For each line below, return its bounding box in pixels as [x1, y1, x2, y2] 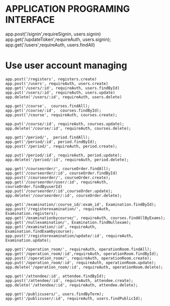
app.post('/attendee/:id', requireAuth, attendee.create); [5, 278, 134, 283]
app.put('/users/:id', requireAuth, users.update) [5, 90, 115, 95]
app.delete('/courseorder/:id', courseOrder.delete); [5, 193, 123, 198]
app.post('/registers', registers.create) [5, 76, 97, 82]
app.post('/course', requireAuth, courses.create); [5, 112, 117, 118]
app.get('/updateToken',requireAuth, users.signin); [5, 36, 111, 42]
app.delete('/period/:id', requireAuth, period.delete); [5, 157, 129, 162]
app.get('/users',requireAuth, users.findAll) [5, 41, 95, 48]
